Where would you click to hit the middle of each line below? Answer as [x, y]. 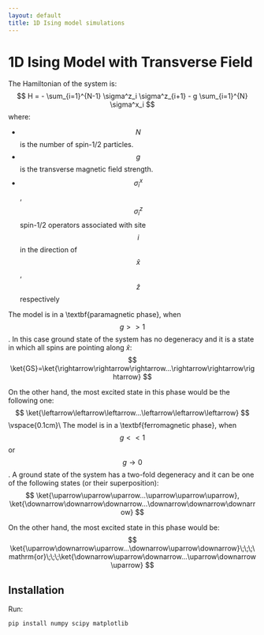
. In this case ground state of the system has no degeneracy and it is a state [131, 339]
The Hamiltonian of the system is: [63, 84]
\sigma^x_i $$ [132, 104]
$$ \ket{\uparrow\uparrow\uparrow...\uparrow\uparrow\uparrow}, [132, 496]
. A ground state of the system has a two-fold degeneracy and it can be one [131, 474]
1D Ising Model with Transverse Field [131, 62]
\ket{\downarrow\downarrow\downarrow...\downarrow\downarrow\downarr [132, 504]
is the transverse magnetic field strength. [86, 169]
